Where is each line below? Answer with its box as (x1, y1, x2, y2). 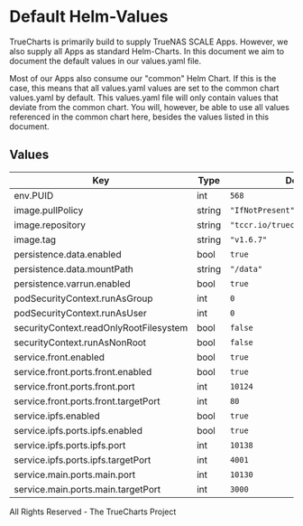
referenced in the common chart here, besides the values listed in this (9, 111, 269, 122)
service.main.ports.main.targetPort (14, 483, 161, 495)
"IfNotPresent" (229, 205, 295, 215)
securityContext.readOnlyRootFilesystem (14, 321, 188, 333)
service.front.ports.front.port (14, 380, 135, 392)
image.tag (14, 233, 57, 246)
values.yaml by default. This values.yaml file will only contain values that (9, 92, 279, 103)
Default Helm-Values (9, 6, 169, 27)
